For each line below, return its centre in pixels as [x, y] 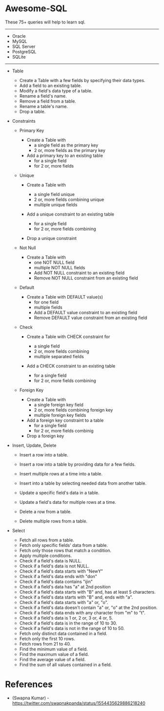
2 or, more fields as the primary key [70, 150]
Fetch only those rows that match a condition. [65, 550]
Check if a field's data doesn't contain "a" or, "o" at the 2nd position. [88, 607]
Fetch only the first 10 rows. [47, 639]
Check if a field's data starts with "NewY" [61, 571]
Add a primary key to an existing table [65, 155]
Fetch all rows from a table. [47, 540]
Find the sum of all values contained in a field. [66, 665]
